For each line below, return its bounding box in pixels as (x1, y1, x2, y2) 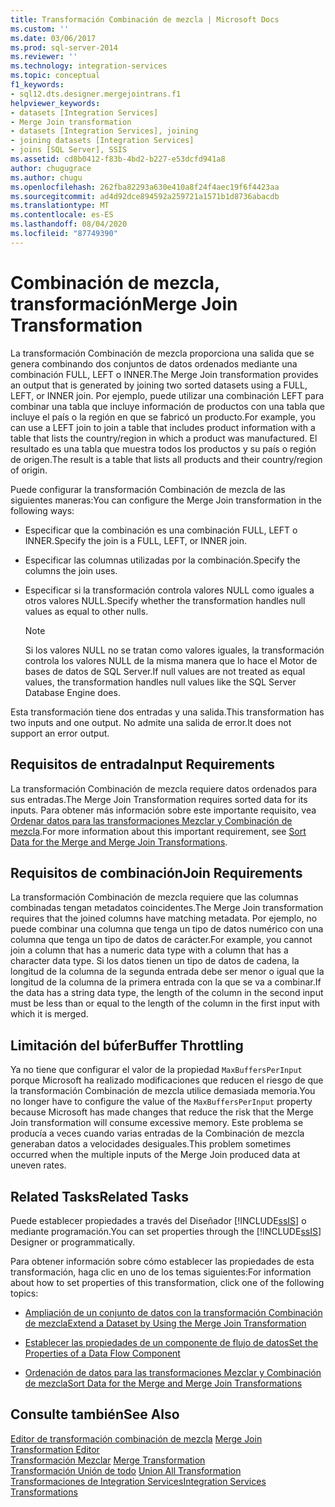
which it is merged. (10, 1008, 89, 1020)
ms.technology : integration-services (10, 61, 168, 71)
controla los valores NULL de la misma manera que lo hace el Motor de (24, 654, 318, 666)
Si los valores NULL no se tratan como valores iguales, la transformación (24, 644, 325, 656)
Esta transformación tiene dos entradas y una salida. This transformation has (10, 706, 325, 718)
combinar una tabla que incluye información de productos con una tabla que (10, 400, 325, 412)
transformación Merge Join (10, 292, 238, 315)
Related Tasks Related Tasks (10, 1188, 190, 1205)
